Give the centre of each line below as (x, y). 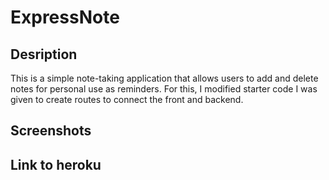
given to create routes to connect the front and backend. (127, 99)
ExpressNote (65, 17)
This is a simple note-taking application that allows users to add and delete (164, 78)
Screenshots (51, 131)
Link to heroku (56, 164)
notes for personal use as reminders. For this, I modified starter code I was (164, 89)
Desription (44, 54)
